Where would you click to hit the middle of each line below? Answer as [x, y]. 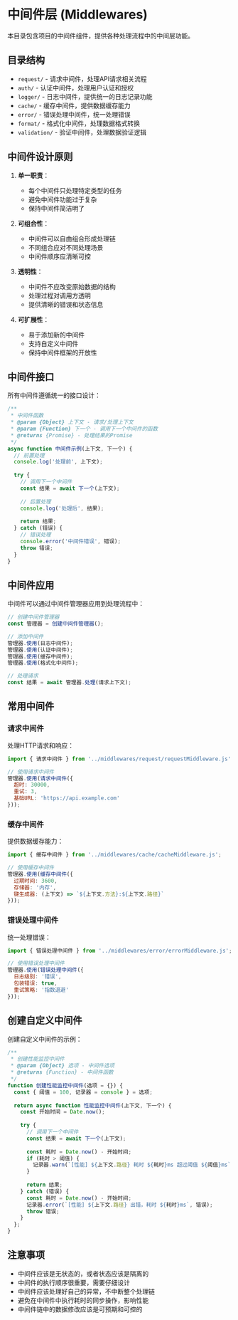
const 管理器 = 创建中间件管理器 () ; [56, 624]
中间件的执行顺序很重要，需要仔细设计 [74, 1282]
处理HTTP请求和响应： [41, 745]
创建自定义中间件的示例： [45, 1039]
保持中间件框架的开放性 [63, 352]
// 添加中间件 [26, 637]
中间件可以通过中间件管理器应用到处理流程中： [76, 604]
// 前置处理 [29, 455]
